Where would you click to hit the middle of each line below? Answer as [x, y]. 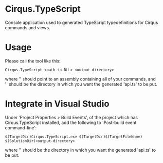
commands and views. [27, 27]
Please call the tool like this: [33, 61]
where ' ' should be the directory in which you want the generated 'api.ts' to [81, 150]
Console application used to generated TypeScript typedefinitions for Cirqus [81, 22]
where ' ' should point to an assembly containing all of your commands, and [80, 79]
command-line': [21, 127]
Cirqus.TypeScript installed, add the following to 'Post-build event [71, 122]
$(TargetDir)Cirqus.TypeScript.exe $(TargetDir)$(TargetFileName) [74, 137]
